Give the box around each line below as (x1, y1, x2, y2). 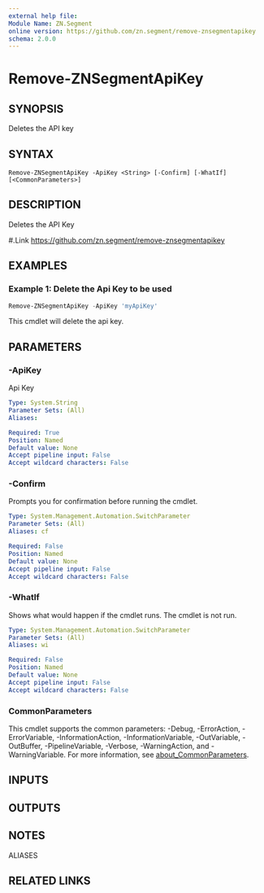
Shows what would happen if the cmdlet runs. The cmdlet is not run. (8, 610, 237, 619)
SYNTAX (8, 147, 54, 161)
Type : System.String (8, 399, 79, 407)
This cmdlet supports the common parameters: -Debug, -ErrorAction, (8, 724, 241, 733)
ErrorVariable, (8, 733, 55, 742)
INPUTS (8, 773, 49, 787)
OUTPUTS (8, 801, 61, 815)
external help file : (8, 11, 79, 20)
